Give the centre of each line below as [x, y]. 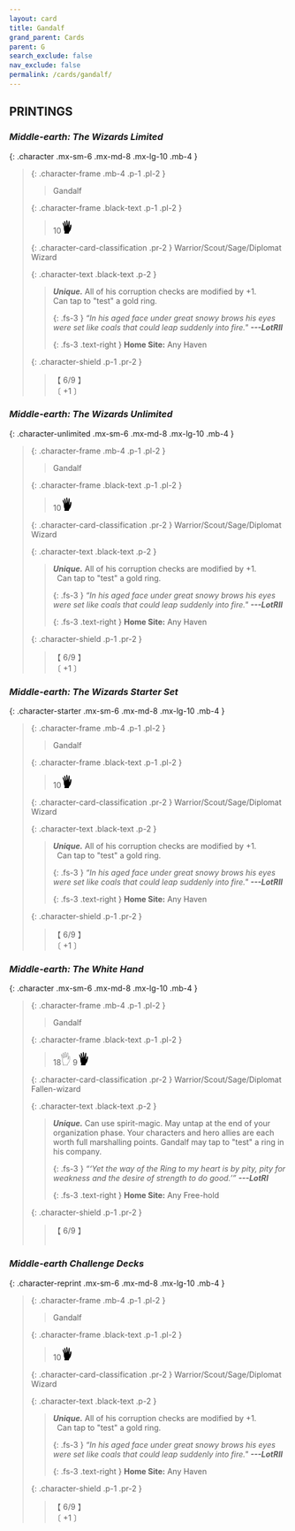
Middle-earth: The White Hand [76, 970]
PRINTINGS [41, 112]
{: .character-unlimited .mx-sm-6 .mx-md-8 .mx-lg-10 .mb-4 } [122, 433]
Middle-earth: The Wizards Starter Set [94, 692]
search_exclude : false [51, 56]
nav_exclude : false [45, 66]
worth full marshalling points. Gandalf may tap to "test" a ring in [168, 1142]
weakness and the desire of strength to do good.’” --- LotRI [161, 1179]
